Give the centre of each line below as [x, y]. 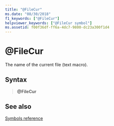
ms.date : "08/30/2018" [28, 14]
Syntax [16, 80]
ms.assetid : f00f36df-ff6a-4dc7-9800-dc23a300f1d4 [57, 28]
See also [18, 107]
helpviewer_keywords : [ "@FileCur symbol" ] [49, 23]
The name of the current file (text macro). [47, 65]
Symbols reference [24, 118]
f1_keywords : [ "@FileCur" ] [32, 18]
